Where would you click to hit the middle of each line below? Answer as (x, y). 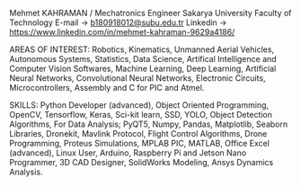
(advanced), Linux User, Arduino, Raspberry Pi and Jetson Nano (128, 153)
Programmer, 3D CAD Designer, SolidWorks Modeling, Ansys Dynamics (142, 162)
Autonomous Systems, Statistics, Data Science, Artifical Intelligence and (143, 59)
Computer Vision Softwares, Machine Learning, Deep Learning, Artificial (143, 68)
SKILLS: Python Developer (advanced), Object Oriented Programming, (139, 105)
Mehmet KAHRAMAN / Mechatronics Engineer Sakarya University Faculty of (150, 13)
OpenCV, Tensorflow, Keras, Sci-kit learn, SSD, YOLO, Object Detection (141, 115)
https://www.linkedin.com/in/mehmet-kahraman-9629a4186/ (122, 32)
